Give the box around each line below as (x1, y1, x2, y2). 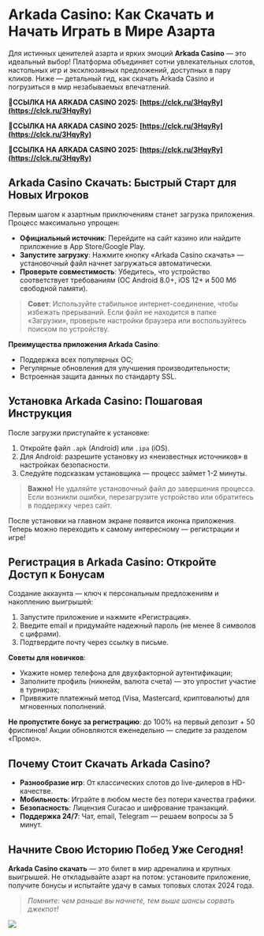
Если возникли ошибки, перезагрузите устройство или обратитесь (27, 492, 254, 501)
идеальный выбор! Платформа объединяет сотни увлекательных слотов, (8, 57, 255, 66)
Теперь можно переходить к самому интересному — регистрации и (8, 524, 240, 534)
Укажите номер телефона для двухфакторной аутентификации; (19, 668, 233, 677)
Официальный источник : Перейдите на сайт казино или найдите (19, 233, 242, 243)
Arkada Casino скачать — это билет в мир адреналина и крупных (8, 864, 231, 873)
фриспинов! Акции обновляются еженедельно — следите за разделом (8, 726, 247, 735)
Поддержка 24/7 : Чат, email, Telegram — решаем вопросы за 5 (19, 812, 234, 821)
